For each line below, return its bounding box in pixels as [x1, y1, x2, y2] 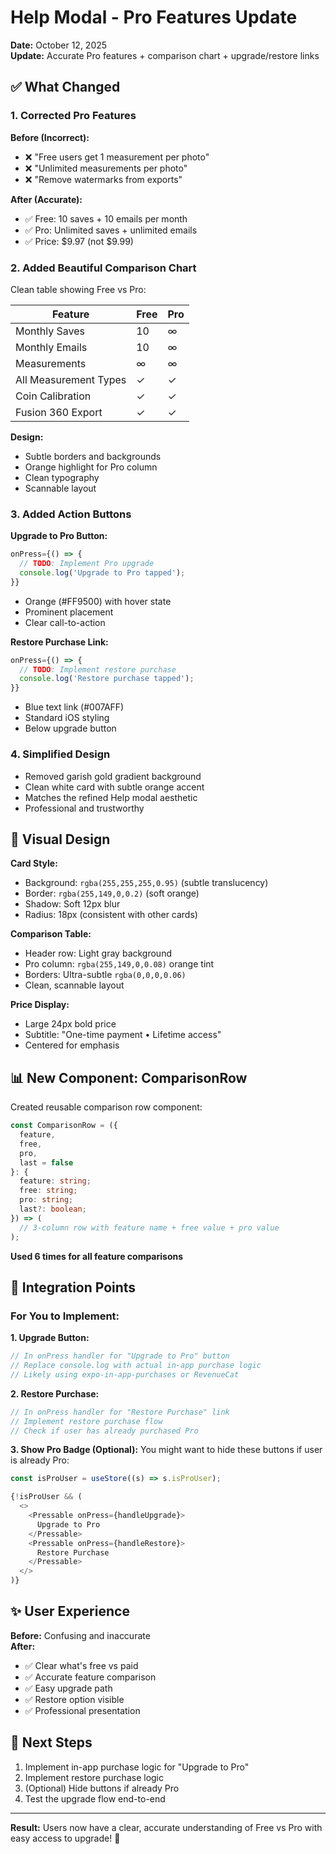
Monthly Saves [15, 324, 85, 338]
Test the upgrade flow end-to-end [24, 1792, 166, 1805]
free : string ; [19, 1186, 78, 1196]
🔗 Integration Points [10, 1279, 137, 1296]
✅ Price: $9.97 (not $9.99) [24, 235, 134, 247]
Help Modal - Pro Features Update [10, 6, 298, 29]
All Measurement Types [15, 372, 127, 386]
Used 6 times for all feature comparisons [10, 1250, 184, 1262]
